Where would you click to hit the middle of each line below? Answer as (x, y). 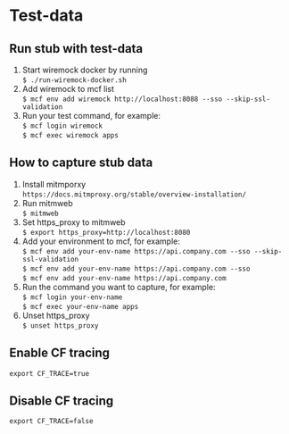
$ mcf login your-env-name (72, 297)
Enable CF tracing (59, 353)
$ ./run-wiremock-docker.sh (74, 80)
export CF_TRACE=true (50, 373)
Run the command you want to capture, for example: (119, 287)
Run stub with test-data (76, 49)
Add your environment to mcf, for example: (101, 241)
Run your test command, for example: (91, 116)
